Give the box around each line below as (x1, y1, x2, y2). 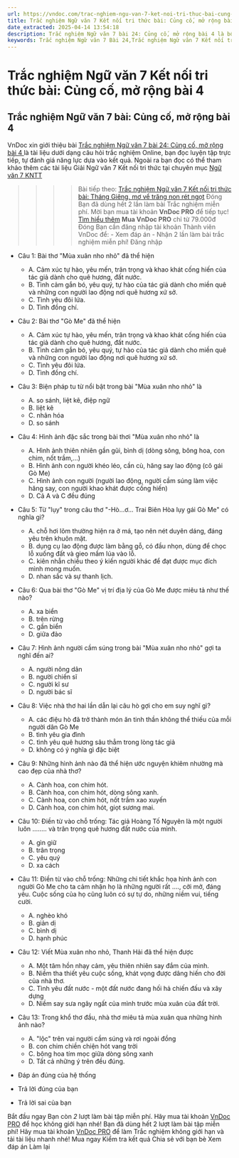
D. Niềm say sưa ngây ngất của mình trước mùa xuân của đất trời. (28, 999, 220, 1008)
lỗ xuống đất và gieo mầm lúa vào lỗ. (28, 549, 137, 558)
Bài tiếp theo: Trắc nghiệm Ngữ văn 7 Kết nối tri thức (78, 185, 232, 193)
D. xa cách (28, 861, 60, 870)
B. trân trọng (28, 846, 65, 854)
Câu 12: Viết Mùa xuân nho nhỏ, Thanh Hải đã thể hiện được (17, 947, 194, 957)
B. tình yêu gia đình (28, 731, 85, 739)
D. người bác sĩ (28, 688, 73, 696)
